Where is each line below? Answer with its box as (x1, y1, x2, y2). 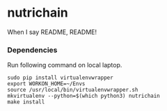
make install (7, 99, 45, 105)
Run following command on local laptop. (7, 61, 122, 69)
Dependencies (7, 45, 58, 55)
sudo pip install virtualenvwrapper (7, 74, 113, 81)
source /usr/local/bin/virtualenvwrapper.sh (7, 87, 138, 94)
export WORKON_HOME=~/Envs (7, 80, 86, 87)
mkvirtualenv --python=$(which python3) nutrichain (7, 92, 160, 100)
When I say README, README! (7, 28, 97, 36)
